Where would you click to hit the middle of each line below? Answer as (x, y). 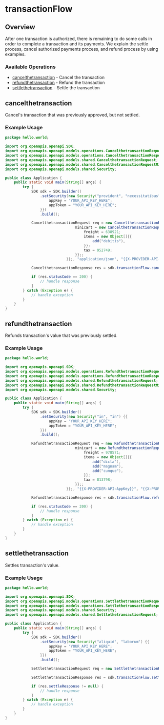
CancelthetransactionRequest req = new (72, 223)
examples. (15, 54)
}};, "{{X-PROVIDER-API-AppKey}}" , (102, 489)
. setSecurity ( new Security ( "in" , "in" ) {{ (84, 416)
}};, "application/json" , (92, 259)
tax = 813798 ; (98, 480)
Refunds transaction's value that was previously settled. (61, 335)
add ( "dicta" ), (107, 462)
